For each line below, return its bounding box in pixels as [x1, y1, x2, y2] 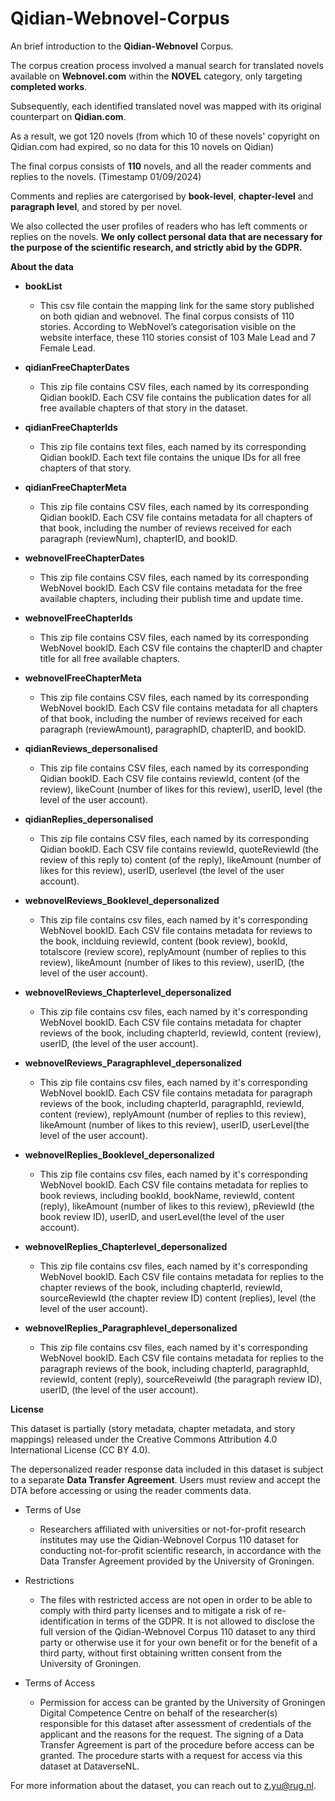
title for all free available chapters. [39, 652, 181, 664]
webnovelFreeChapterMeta [24, 672, 142, 684]
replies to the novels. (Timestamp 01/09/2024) [10, 170, 202, 182]
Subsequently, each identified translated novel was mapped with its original [10, 100, 322, 112]
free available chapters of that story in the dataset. [39, 402, 248, 414]
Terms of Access [24, 1677, 96, 1689]
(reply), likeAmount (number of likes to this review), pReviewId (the [39, 1200, 315, 1212]
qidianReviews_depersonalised [24, 742, 158, 754]
